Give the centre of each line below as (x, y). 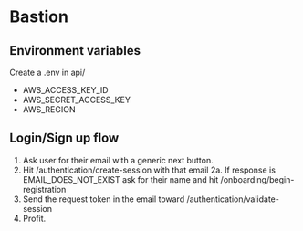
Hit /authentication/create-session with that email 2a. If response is (149, 170)
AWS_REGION (49, 110)
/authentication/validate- (233, 199)
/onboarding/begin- (257, 179)
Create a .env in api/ (47, 72)
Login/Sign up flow (64, 138)
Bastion (39, 17)
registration (44, 189)
